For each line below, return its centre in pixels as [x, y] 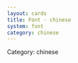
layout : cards [27, 13]
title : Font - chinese [39, 20]
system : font [25, 26]
